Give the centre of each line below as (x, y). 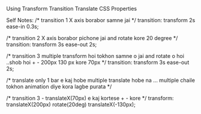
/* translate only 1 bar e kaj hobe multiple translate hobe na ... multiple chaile (100, 80)
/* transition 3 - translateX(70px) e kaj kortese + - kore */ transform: (90, 98)
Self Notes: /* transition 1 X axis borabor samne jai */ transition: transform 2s (101, 20)
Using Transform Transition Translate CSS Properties (71, 9)
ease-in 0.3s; (22, 27)
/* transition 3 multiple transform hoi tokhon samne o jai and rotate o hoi (95, 56)
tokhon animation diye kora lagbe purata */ (59, 87)
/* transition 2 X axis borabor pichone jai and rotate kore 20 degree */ (92, 38)
